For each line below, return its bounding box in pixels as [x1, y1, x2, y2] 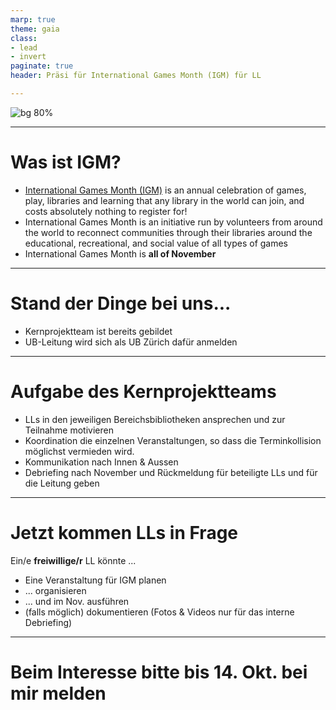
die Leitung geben [24, 477, 100, 489]
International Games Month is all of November [24, 247, 217, 260]
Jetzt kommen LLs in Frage [10, 521, 239, 544]
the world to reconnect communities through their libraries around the [24, 226, 313, 238]
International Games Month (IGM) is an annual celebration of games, [24, 184, 307, 196]
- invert [10, 52, 47, 62]
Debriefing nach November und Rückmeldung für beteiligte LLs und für [24, 466, 318, 478]
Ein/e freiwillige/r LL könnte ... [10, 554, 137, 566]
